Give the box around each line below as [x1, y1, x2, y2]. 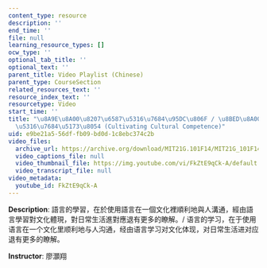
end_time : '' [8, 26, 52, 34]
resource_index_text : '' [8, 93, 91, 101]
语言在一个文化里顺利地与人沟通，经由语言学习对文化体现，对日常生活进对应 [8, 224, 259, 234]
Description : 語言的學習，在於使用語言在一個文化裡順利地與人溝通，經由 [8, 204, 247, 214]
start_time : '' [8, 108, 59, 116]
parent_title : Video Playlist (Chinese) [8, 71, 145, 79]
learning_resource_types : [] [8, 41, 105, 49]
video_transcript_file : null [15, 167, 112, 175]
